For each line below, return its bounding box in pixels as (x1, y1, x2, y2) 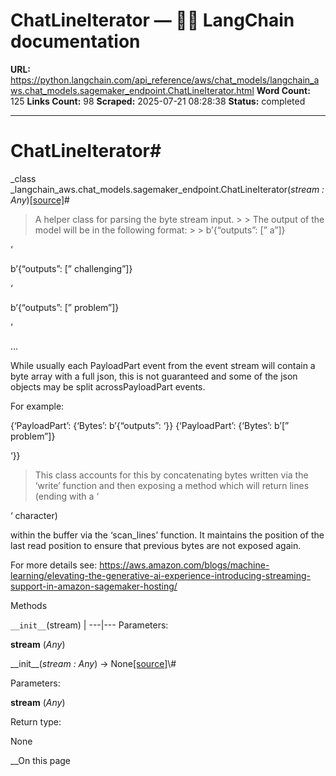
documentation (10, 30, 141, 53)
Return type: (10, 715, 62, 728)
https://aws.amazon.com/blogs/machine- (99, 559, 270, 571)
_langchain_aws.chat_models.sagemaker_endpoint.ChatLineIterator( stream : (10, 183, 325, 195)
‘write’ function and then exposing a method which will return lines (34, 479, 310, 491)
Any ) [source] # (10, 194, 70, 206)
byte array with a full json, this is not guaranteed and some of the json (10, 370, 298, 382)
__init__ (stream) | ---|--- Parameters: (10, 619, 169, 631)
